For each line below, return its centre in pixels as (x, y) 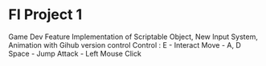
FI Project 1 (45, 15)
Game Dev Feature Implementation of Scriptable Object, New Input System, (133, 37)
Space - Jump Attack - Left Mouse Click (75, 53)
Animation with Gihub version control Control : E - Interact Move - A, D (125, 45)
